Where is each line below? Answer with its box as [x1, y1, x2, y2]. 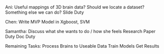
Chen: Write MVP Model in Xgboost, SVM [5, 19, 90, 25]
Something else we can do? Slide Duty [5, 9, 84, 15]
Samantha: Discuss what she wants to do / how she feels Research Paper [5, 28, 156, 34]
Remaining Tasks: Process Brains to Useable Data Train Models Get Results [5, 43, 160, 49]
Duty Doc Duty [5, 34, 36, 39]
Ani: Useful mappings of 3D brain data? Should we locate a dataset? [5, 4, 145, 10]
